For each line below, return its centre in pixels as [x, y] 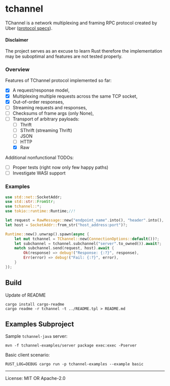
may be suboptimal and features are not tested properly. [64, 57]
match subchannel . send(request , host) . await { [64, 248]
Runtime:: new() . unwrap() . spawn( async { [47, 234]
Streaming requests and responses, [50, 107]
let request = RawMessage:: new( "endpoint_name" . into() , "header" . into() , [85, 221]
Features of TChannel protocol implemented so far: [58, 80]
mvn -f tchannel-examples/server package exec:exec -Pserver [71, 346]
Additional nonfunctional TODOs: [40, 158]
